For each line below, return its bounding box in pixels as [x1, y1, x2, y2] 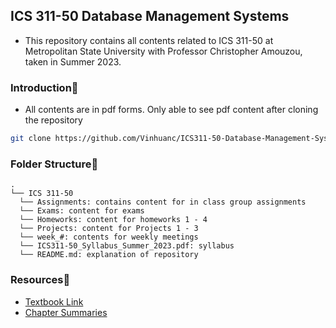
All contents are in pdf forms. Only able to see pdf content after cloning [24, 104, 319, 116]
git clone [10, 134, 52, 144]
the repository [24, 114, 83, 126]
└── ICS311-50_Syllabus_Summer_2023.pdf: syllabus [19, 241, 235, 251]
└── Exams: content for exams [19, 206, 145, 216]
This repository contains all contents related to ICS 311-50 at [24, 34, 274, 46]
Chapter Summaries [24, 306, 108, 318]
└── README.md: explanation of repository [19, 250, 199, 260]
